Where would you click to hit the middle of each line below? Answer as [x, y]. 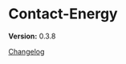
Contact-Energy [63, 14]
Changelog [26, 51]
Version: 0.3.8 [32, 36]
